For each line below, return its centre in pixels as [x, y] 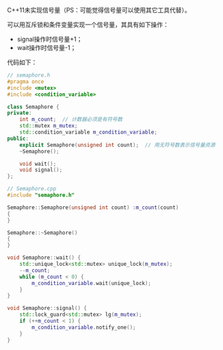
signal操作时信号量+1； [50, 39]
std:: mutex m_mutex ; [49, 126]
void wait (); [38, 164]
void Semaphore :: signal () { [47, 308]
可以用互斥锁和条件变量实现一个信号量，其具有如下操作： [88, 25]
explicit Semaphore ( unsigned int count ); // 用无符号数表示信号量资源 [117, 145]
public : [18, 138]
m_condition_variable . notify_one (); [84, 327]
